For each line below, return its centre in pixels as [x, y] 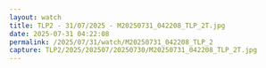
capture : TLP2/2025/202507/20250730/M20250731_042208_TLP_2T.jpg [133, 50]
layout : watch [36, 17]
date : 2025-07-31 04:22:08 [59, 34]
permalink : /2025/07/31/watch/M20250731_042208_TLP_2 [112, 42]
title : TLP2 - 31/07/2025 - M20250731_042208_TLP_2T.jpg [117, 26]
